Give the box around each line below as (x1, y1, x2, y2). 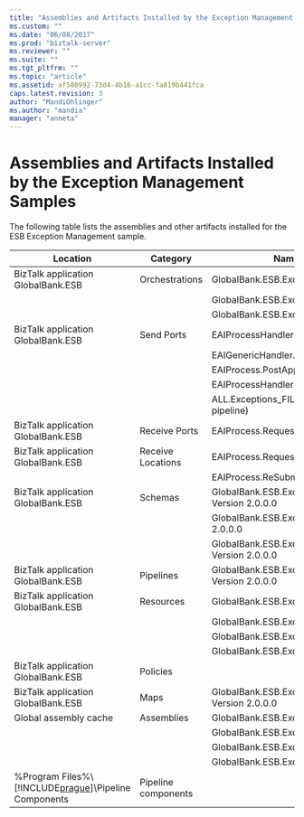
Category (150, 252, 193, 265)
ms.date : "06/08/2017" (9, 30, 95, 39)
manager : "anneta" (9, 114, 79, 123)
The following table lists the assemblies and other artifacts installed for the (9, 221, 288, 232)
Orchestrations (139, 273, 204, 286)
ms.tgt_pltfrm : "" (9, 64, 79, 73)
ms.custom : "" (9, 22, 63, 31)
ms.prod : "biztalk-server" (9, 38, 111, 48)
